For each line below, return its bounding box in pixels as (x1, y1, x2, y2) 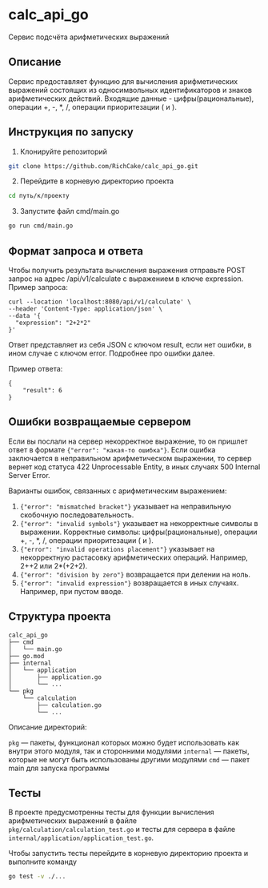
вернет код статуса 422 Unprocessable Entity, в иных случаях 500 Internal (8, 462, 261, 472)
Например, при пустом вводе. (19, 586, 124, 596)
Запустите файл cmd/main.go (19, 207, 120, 216)
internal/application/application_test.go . (8, 833, 154, 842)
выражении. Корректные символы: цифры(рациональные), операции (19, 527, 258, 536)
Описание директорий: (8, 722, 87, 732)
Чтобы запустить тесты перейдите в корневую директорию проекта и (8, 849, 249, 858)
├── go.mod (8, 652, 45, 660)
